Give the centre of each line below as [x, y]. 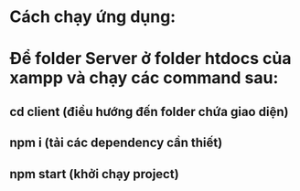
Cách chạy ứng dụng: [93, 17]
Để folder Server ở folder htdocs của [150, 59]
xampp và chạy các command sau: [144, 78]
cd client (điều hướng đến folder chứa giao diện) [149, 111]
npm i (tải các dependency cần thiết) [116, 143]
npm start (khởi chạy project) [95, 174]
